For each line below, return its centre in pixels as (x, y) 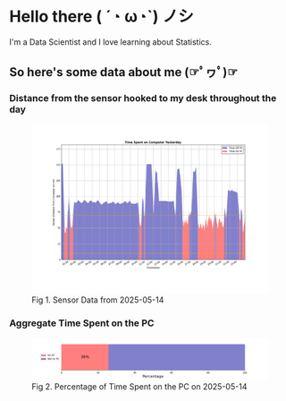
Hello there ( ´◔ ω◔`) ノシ (101, 17)
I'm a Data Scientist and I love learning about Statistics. (110, 42)
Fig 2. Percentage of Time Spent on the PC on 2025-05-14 (139, 386)
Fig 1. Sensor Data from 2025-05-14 (98, 300)
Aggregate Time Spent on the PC (82, 323)
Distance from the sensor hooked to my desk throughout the (143, 98)
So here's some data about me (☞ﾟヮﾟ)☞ (124, 72)
